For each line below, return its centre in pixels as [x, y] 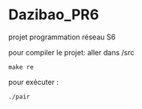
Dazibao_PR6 [54, 15]
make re [21, 67]
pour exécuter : [33, 82]
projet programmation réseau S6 [62, 37]
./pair [19, 97]
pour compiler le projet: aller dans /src [71, 52]
